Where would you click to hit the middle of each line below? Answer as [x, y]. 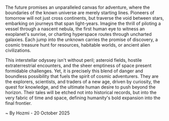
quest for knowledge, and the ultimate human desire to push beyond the [80, 87]
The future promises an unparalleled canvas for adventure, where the [78, 7]
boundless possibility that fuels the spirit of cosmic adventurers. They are [82, 76]
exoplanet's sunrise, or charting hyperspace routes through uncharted [78, 34]
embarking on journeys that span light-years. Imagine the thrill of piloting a [83, 23]
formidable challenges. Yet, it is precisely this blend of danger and [74, 71]
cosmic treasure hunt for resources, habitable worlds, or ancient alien [78, 45]
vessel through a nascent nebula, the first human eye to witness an [75, 29]
